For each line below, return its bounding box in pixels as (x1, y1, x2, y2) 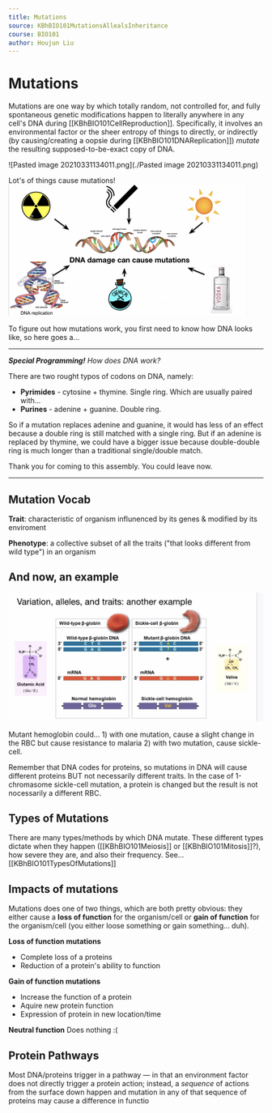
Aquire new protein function (19, 1000, 113, 1011)
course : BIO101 (8, 30, 60, 38)
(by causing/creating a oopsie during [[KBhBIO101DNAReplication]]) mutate (8, 136, 261, 146)
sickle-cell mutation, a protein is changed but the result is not (53, 780, 258, 789)
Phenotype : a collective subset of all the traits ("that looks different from (8, 538, 251, 548)
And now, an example (8, 571, 119, 584)
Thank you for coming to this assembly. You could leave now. (8, 461, 213, 471)
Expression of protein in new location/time (19, 1009, 162, 1019)
